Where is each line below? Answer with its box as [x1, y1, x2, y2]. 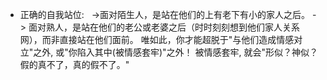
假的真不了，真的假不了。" [19, 59, 130, 70]
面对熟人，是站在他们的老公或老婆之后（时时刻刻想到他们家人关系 [28, 21, 300, 33]
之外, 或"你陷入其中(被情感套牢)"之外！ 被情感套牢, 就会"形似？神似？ [33, 46, 318, 58]
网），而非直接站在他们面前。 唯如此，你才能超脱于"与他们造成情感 [19, 34, 295, 45]
